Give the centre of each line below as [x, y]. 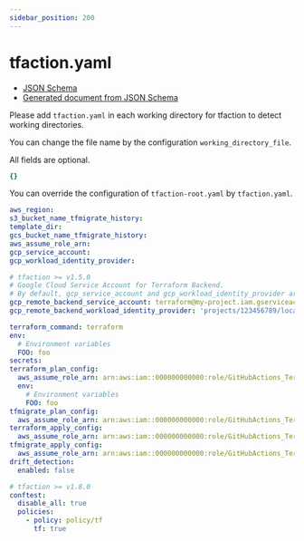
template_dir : [36, 227]
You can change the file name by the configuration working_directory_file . [151, 142]
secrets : [26, 361]
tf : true [50, 529]
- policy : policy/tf [64, 521]
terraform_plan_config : [54, 369]
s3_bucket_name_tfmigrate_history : [76, 218]
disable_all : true [52, 504]
